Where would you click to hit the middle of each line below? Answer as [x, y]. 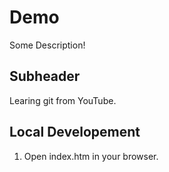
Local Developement [75, 132]
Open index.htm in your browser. [91, 156]
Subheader [45, 76]
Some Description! [47, 45]
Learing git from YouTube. [63, 100]
